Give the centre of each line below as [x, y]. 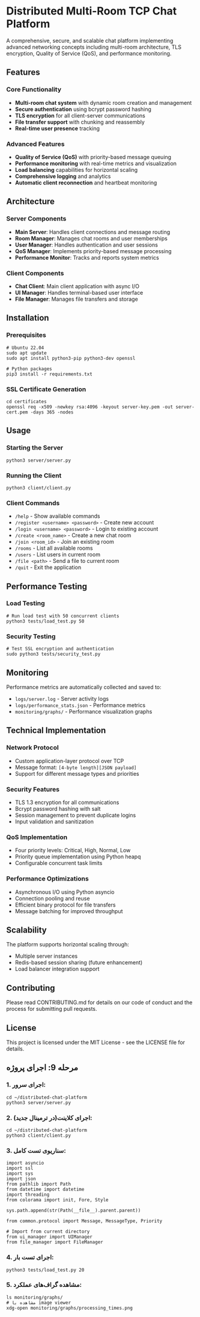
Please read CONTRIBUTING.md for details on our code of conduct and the [99, 1002]
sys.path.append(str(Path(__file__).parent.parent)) [74, 1211]
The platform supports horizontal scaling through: [68, 945]
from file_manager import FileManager [55, 1242]
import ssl [20, 1168]
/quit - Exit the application [48, 567]
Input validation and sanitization [54, 822]
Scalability [26, 930]
